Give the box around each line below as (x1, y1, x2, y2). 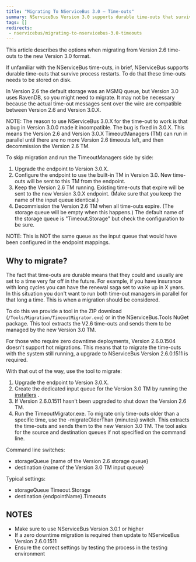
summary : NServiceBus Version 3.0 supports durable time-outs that (6, 14, 174, 20)
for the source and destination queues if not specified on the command (14, 429, 186, 436)
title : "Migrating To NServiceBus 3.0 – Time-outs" (6, 8, 134, 15)
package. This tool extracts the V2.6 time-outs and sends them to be (6, 320, 171, 327)
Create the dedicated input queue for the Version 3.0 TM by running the (14, 385, 187, 392)
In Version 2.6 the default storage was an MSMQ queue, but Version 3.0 (6, 88, 179, 95)
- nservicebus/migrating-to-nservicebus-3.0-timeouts (8, 30, 142, 36)
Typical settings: (6, 475, 45, 482)
